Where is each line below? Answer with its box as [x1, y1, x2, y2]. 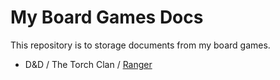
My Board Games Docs [10, 6, 204, 29]
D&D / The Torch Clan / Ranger [24, 58, 153, 70]
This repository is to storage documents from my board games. [10, 39, 271, 51]
